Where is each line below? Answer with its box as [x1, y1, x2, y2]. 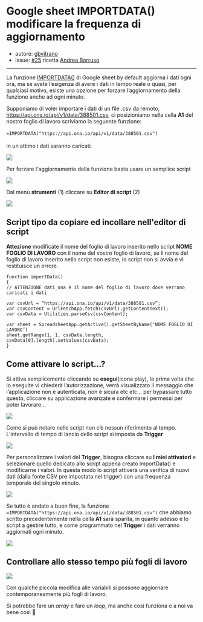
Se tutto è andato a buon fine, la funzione [6, 502, 109, 509]
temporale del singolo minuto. [6, 479, 80, 486]
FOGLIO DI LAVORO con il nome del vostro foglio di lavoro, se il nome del [6, 249, 188, 257]
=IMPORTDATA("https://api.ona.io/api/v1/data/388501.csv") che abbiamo [6, 508, 192, 516]
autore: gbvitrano [14, 50, 59, 57]
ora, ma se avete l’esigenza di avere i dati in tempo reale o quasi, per [6, 80, 177, 87]
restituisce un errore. [6, 262, 59, 269]
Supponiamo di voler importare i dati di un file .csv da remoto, [6, 105, 160, 112]
